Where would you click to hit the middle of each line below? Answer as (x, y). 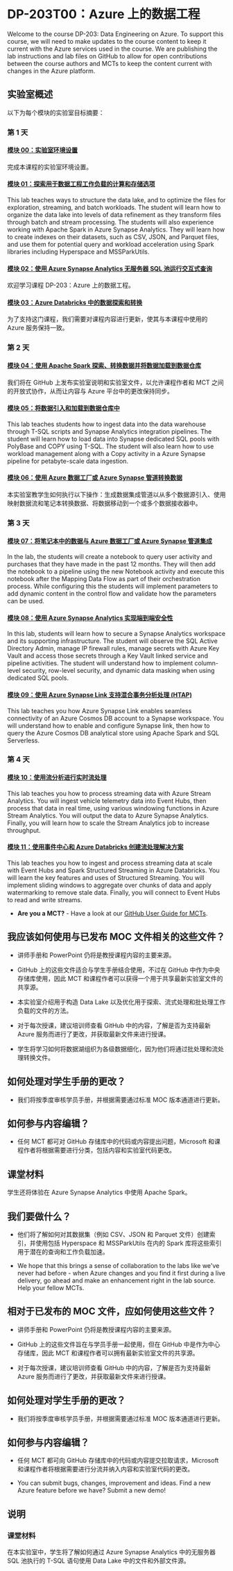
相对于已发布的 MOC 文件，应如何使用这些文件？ (112, 1311)
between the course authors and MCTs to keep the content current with (110, 63)
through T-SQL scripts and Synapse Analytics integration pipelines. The (110, 431)
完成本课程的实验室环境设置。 (50, 167)
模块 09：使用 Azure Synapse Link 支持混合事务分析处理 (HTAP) (100, 694)
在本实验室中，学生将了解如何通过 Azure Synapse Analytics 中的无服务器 (112, 1552)
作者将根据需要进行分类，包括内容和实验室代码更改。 (99, 1150)
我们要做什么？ (39, 1216)
